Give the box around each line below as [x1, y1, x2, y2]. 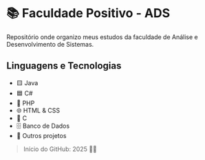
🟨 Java [16, 78, 39, 87]
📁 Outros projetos [16, 131, 67, 139]
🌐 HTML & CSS [16, 106, 61, 114]
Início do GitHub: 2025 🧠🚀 [23, 145, 98, 153]
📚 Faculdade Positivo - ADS [6, 5, 171, 21]
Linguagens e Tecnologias [6, 60, 122, 72]
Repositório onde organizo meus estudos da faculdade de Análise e [6, 32, 199, 41]
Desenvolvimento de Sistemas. [6, 40, 94, 48]
